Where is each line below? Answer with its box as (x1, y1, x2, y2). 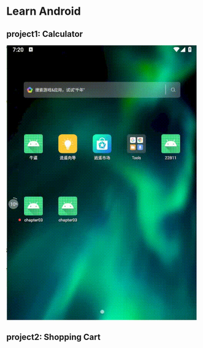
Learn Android (6, 4, 81, 18)
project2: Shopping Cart (6, 332, 101, 342)
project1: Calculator (6, 29, 83, 39)
